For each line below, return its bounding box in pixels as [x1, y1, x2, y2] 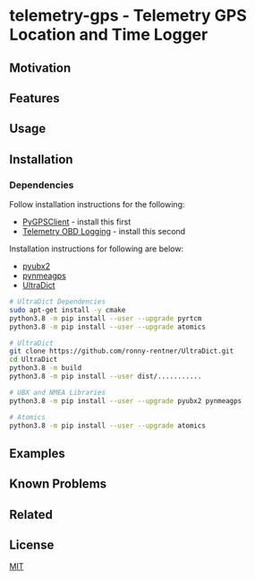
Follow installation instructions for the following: [9, 199, 185, 210]
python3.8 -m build [9, 364, 82, 373]
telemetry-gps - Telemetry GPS [9, 5, 248, 26]
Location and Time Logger [9, 24, 208, 45]
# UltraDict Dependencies [9, 297, 106, 306]
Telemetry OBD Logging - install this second [21, 226, 186, 237]
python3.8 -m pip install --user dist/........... [9, 372, 202, 382]
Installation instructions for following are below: [9, 243, 184, 254]
